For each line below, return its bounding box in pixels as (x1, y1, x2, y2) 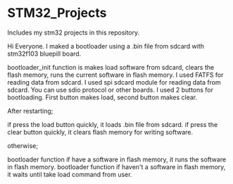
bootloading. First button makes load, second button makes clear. (7, 93, 198, 102)
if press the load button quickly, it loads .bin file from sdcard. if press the (7, 120, 218, 128)
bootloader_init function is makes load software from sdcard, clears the (7, 63, 215, 71)
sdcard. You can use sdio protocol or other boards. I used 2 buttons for (7, 85, 213, 94)
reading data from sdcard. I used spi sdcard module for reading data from (7, 78, 222, 86)
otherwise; (7, 141, 39, 149)
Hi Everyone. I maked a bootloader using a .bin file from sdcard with (7, 42, 205, 50)
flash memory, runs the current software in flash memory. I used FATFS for (7, 70, 224, 79)
